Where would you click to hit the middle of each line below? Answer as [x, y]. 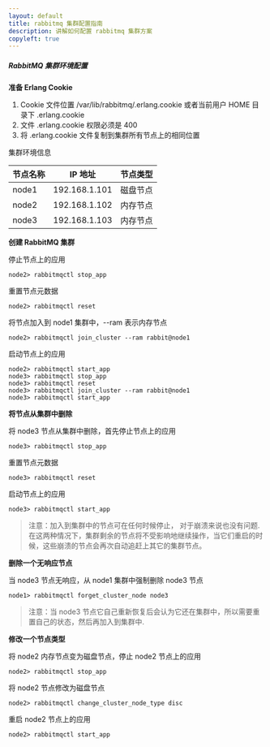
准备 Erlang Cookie [41, 88]
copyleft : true [34, 39]
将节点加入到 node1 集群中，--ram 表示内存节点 [88, 322]
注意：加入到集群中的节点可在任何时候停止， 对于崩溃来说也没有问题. [144, 525]
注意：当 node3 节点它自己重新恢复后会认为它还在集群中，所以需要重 [144, 612]
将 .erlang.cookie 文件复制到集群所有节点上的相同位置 [110, 136]
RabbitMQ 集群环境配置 [48, 65]
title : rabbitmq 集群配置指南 [56, 24]
